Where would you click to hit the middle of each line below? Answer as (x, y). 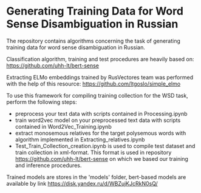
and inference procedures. (48, 165)
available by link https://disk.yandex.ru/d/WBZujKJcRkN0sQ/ (82, 183)
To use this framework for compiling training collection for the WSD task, (97, 95)
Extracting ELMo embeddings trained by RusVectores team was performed (100, 77)
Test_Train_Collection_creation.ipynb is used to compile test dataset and (105, 146)
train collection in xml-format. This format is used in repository (93, 152)
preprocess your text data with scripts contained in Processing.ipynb (101, 113)
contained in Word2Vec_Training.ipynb (63, 126)
